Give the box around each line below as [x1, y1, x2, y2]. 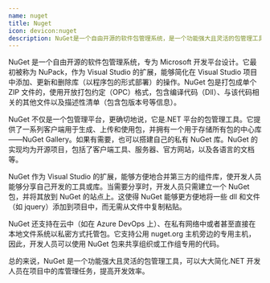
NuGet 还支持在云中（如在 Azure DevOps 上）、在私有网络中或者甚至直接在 [8, 219, 256, 229]
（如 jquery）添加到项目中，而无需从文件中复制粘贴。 [8, 202, 186, 211]
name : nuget [8, 11, 48, 20]
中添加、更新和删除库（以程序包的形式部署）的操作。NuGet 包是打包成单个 [8, 77, 257, 87]
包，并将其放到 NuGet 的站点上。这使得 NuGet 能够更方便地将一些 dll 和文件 [8, 192, 261, 202]
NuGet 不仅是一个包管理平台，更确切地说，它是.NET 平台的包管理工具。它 [8, 114, 254, 125]
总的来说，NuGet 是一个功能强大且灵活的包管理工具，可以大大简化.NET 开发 [8, 256, 261, 266]
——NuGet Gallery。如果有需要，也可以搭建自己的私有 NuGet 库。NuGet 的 [8, 134, 259, 145]
